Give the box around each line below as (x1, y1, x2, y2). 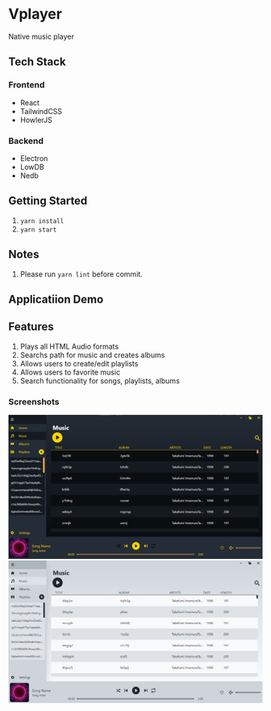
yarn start (19, 226, 57, 234)
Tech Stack (8, 55, 66, 69)
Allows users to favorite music (19, 367, 121, 377)
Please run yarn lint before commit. (19, 269, 143, 279)
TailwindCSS (19, 106, 63, 116)
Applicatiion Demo (8, 292, 104, 306)
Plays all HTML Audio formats (19, 341, 119, 351)
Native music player (8, 32, 74, 41)
